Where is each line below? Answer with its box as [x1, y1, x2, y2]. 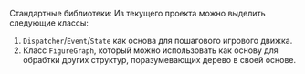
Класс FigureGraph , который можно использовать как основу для [22, 45, 279, 56]
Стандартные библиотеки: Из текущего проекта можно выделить [9, 8, 267, 18]
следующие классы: [9, 17, 89, 28]
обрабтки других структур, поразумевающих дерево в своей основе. [22, 55, 297, 65]
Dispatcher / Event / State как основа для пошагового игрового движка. [22, 36, 293, 46]
